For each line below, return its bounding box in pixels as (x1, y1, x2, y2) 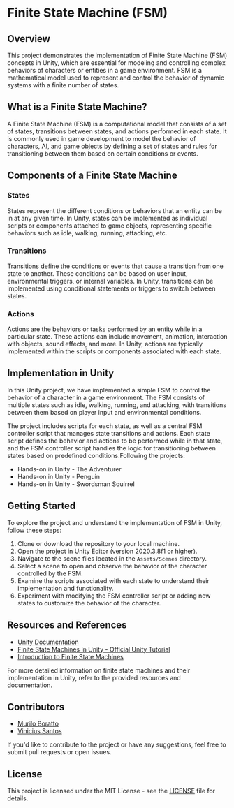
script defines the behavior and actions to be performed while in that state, (7, 436, 223, 445)
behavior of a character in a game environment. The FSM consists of (7, 393, 205, 402)
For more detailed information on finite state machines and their (7, 666, 191, 675)
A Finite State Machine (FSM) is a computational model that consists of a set (7, 119, 227, 128)
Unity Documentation (17, 638, 79, 646)
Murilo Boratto (17, 719, 59, 728)
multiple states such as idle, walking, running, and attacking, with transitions (7, 400, 227, 409)
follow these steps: (7, 526, 61, 534)
